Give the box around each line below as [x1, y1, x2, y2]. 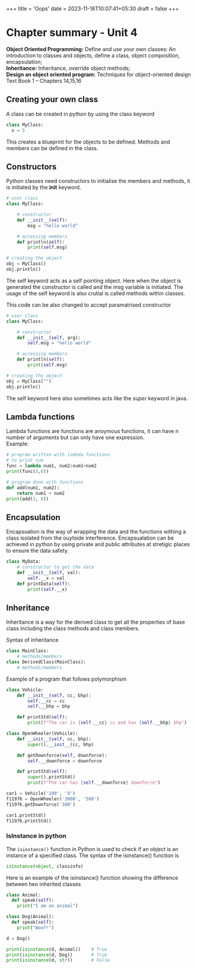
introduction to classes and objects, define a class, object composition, [6, 52, 180, 59]
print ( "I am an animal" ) [17, 903, 78, 909]
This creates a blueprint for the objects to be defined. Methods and [6, 138, 170, 145]
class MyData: [6, 559, 42, 565]
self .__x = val [27, 575, 65, 581]
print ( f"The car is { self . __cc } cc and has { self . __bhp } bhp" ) [27, 720, 187, 726]
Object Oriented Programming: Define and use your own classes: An [6, 45, 176, 52]
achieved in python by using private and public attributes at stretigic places [6, 541, 190, 548]
